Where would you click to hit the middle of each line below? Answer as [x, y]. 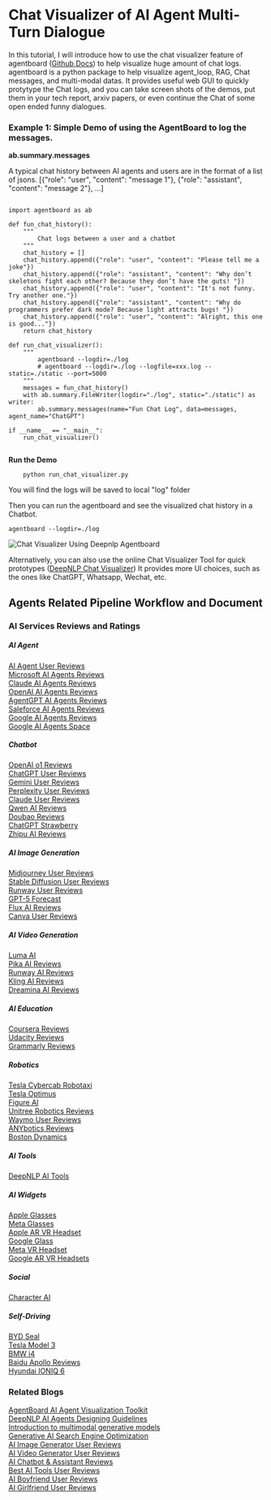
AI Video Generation [43, 935]
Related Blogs [36, 1392]
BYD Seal [24, 1337]
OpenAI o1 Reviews [41, 765]
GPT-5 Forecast [35, 899]
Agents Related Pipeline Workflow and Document [135, 603]
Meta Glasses [31, 1224]
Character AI [30, 1298]
